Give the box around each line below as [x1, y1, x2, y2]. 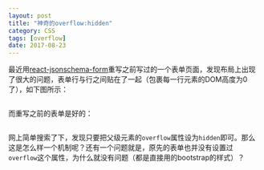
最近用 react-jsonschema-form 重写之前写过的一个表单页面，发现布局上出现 [8, 65, 256, 75]
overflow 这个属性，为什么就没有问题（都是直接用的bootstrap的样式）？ [8, 153, 245, 163]
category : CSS [8, 26, 56, 34]
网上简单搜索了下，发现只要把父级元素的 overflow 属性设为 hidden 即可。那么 [8, 133, 256, 143]
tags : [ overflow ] [8, 34, 67, 42]
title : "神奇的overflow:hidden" [8, 19, 113, 27]
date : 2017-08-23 [8, 42, 67, 50]
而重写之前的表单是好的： [8, 109, 93, 119]
